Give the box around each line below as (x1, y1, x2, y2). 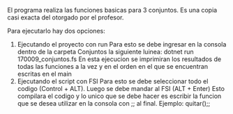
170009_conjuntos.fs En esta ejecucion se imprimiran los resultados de (17, 55, 222, 63)
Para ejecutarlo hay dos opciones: (7, 27, 106, 35)
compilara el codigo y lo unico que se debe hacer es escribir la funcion (17, 92, 222, 100)
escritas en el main (17, 70, 72, 78)
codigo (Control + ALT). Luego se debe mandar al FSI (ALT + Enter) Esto (17, 85, 225, 92)
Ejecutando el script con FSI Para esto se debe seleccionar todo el (17, 77, 209, 85)
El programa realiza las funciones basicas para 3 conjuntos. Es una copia (7, 6, 218, 14)
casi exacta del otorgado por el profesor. (7, 13, 124, 22)
